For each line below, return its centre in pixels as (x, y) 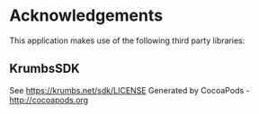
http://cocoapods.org (49, 100)
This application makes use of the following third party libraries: (127, 40)
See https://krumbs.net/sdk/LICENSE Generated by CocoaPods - (129, 90)
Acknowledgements (86, 16)
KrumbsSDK (45, 69)
